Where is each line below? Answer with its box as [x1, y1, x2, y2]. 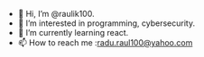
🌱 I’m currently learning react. [17, 28, 129, 37]
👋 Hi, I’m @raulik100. [17, 9, 95, 19]
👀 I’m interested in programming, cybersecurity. [17, 18, 196, 28]
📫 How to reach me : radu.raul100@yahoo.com [17, 37, 193, 48]
